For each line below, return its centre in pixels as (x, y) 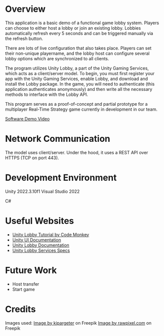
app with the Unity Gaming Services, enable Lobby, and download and (77, 79)
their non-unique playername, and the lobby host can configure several (77, 53)
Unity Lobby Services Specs (41, 250)
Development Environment (61, 178)
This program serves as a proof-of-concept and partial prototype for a (76, 104)
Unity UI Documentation (37, 240)
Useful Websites (40, 221)
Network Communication (58, 139)
